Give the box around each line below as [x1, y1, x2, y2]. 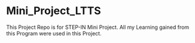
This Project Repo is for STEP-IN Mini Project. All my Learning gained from [6, 24, 190, 31]
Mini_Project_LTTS [6, 4, 102, 18]
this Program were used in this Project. [6, 29, 102, 37]
